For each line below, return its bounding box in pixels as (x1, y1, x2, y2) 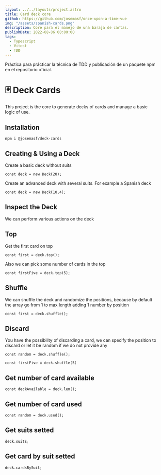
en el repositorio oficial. (5, 66, 52, 72)
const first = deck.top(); (5, 252, 60, 257)
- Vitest (9, 43, 27, 48)
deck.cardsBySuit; (5, 465, 42, 470)
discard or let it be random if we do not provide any (5, 342, 108, 349)
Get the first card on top (5, 243, 53, 249)
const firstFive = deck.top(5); (5, 270, 70, 276)
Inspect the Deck (5, 203, 58, 211)
